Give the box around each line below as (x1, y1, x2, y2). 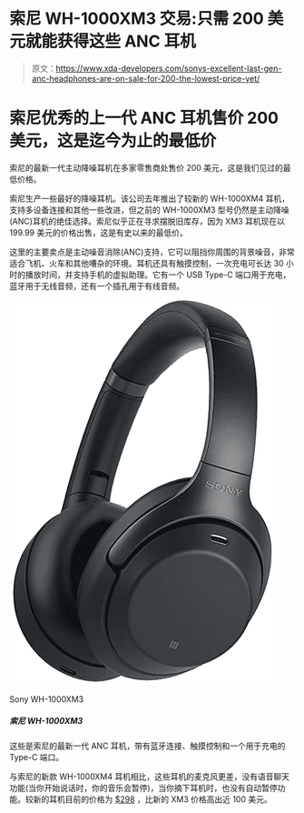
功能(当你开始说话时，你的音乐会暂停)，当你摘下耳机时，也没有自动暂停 (9, 782, 279, 793)
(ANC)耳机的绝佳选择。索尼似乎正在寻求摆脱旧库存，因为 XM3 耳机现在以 (9, 216, 286, 226)
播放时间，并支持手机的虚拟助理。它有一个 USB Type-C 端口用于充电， (25, 269, 291, 280)
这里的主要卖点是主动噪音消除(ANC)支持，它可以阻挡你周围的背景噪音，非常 (9, 246, 295, 257)
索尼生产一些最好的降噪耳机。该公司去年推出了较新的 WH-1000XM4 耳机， (9, 193, 290, 204)
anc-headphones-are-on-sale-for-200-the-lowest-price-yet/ (31, 73, 260, 84)
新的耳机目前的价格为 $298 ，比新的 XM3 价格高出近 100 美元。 (33, 793, 272, 805)
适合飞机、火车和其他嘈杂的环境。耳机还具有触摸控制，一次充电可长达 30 (9, 257, 284, 268)
